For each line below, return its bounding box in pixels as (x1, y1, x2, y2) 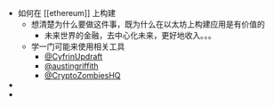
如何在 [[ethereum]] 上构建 (17, 8, 117, 18)
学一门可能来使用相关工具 (30, 41, 125, 52)
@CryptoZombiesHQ (44, 70, 121, 80)
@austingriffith (44, 61, 100, 71)
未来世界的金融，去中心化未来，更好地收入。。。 (44, 30, 216, 40)
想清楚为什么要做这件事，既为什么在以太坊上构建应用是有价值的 (30, 19, 265, 29)
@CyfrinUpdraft (44, 52, 103, 61)
